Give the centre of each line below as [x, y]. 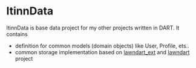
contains [17, 34]
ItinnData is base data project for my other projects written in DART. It [93, 28]
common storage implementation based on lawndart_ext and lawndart [102, 52]
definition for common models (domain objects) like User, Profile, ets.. [102, 46]
